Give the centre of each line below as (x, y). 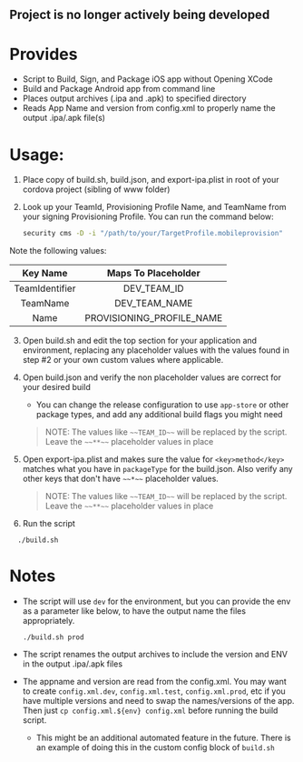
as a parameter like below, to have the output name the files (134, 611)
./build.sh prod (53, 637)
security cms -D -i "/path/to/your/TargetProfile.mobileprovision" (153, 234)
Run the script (49, 524)
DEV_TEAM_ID (153, 288)
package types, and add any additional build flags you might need (159, 415)
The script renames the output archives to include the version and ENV (155, 655)
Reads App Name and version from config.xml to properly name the (149, 108)
